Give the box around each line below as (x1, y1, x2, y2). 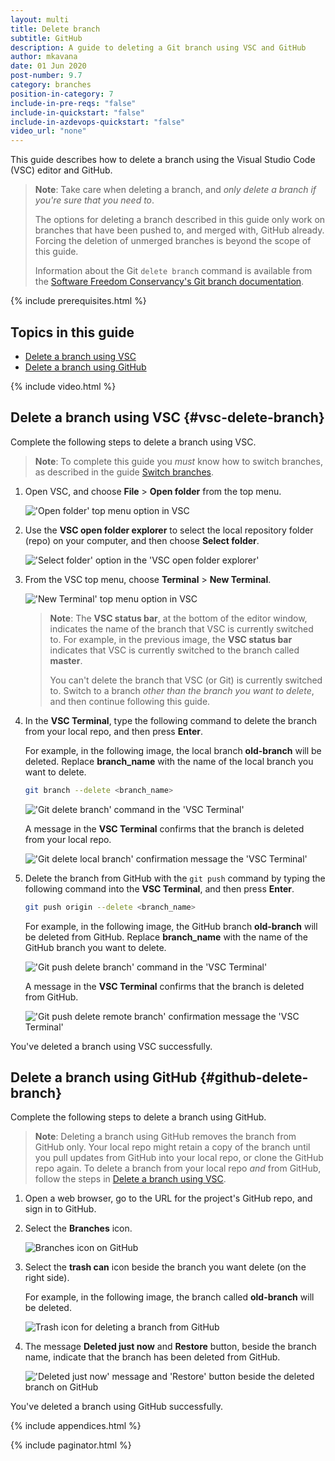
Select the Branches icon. (24, 1222, 133, 1235)
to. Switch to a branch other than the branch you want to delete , (49, 684, 315, 696)
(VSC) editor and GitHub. (10, 164, 113, 176)
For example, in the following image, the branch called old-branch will (24, 1291, 315, 1303)
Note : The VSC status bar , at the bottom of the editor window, (49, 612, 308, 624)
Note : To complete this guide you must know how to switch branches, (34, 455, 323, 467)
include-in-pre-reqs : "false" (10, 98, 137, 108)
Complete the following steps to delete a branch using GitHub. (10, 1111, 267, 1123)
